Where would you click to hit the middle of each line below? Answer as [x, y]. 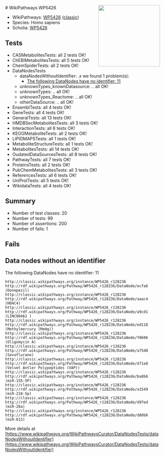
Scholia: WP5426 [30, 28]
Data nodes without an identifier [55, 261]
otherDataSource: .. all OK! [46, 102]
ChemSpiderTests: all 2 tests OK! [45, 65]
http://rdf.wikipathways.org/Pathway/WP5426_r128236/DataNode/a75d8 [77, 350]
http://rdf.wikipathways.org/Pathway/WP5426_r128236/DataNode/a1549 [77, 389]
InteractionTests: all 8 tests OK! [43, 128]
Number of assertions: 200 [40, 223]
